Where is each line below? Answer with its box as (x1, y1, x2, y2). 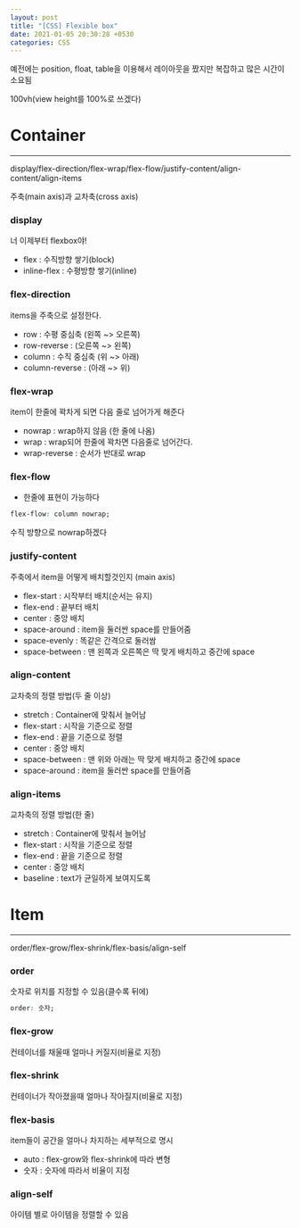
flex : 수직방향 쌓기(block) (22, 254, 115, 265)
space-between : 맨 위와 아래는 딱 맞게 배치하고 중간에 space (22, 753, 241, 764)
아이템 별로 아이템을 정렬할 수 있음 (10, 1209, 129, 1220)
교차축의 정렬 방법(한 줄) (10, 809, 94, 820)
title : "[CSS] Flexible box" (10, 21, 118, 30)
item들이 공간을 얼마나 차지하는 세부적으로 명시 (10, 1135, 174, 1146)
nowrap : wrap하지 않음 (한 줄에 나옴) (22, 426, 156, 436)
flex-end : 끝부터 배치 (22, 602, 100, 612)
